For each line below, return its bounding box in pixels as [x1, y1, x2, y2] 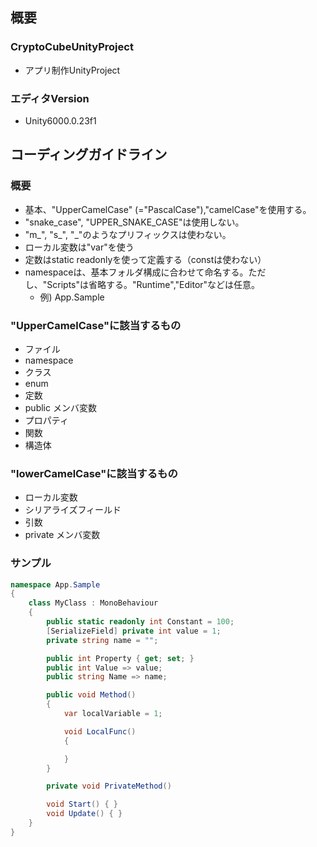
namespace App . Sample [10, 579, 101, 590]
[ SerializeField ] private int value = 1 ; [46, 626, 222, 636]
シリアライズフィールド [24, 504, 122, 516]
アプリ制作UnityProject [24, 64, 121, 76]
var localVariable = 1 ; [63, 709, 163, 719]
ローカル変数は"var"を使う [24, 241, 135, 253]
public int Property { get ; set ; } [46, 653, 195, 663]
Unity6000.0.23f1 [24, 114, 97, 127]
